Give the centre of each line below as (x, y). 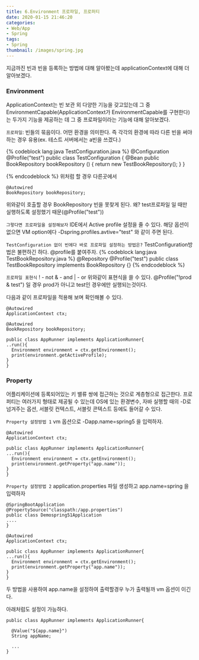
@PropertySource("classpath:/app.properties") (65, 510)
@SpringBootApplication (36, 505)
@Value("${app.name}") (39, 631)
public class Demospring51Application (54, 515)
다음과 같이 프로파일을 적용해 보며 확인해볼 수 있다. (65, 297)
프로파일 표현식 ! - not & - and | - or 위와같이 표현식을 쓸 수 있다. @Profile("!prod (99, 277)
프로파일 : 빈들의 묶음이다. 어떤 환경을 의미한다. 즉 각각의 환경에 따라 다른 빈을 (94, 132)
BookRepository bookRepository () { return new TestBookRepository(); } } (96, 164)
